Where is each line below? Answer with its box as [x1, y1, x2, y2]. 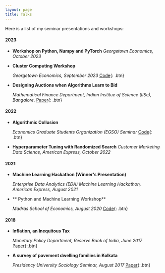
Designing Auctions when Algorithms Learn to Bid [12, 82, 118, 88]
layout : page [5, 7, 32, 12]
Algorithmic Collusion [12, 119, 58, 125]
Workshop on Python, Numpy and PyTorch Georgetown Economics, [12, 48, 154, 54]
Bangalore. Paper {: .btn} [12, 97, 63, 103]
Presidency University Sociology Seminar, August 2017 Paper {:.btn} [12, 262, 151, 268]
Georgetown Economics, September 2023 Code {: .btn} [12, 72, 125, 78]
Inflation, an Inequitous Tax [12, 228, 70, 234]
